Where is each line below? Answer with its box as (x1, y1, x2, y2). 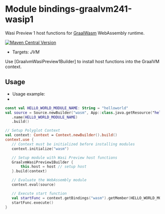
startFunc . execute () (11, 200, 54, 205)
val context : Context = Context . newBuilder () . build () (5, 133, 118, 138)
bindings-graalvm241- (38, 3, 132, 15)
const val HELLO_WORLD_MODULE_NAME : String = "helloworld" (5, 105, 129, 111)
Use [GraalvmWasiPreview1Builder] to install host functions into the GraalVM (5, 58, 160, 64)
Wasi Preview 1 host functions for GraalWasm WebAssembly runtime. (5, 30, 145, 36)
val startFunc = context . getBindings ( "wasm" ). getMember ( (11, 195, 131, 200)
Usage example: (12, 91, 45, 96)
